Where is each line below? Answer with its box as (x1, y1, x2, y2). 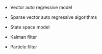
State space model (10, 24, 50, 30)
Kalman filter (10, 34, 37, 40)
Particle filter (10, 44, 37, 50)
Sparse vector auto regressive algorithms (10, 14, 97, 20)
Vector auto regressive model (10, 5, 72, 10)
